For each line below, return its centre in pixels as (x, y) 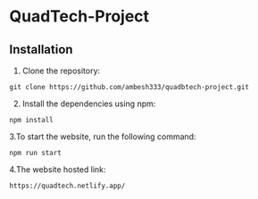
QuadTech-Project (79, 17)
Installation (41, 50)
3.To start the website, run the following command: (103, 137)
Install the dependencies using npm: (89, 104)
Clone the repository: (61, 70)
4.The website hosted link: (58, 170)
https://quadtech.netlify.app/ (67, 186)
